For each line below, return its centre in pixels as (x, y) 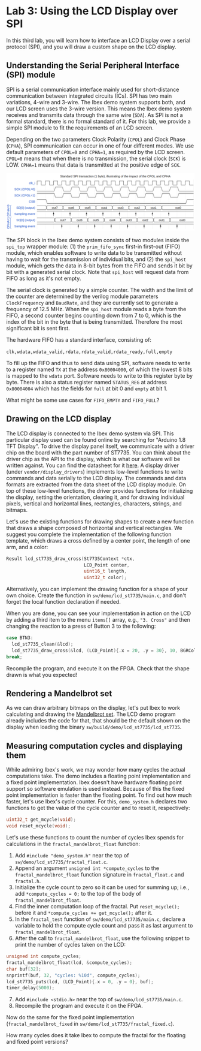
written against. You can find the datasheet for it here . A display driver (93, 465)
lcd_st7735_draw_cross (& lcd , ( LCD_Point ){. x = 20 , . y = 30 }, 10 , (95, 651)
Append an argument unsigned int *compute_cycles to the (87, 868)
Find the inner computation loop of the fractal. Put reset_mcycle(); (97, 906)
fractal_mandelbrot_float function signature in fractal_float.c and (99, 874)
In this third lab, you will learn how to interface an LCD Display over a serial (98, 40)
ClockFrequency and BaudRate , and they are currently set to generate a (92, 302)
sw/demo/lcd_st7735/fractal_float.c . (61, 862)
